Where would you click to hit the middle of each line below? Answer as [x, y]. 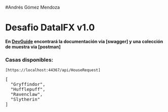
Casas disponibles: [29, 60]
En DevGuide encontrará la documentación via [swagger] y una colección [84, 41]
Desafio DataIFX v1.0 [50, 28]
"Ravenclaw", [27, 94]
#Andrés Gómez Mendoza [33, 7]
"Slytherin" [25, 99]
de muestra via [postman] [33, 47]
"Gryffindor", [28, 84]
